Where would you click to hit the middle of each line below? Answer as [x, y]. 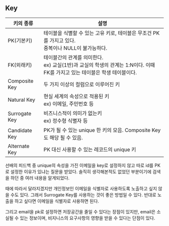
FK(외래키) [20, 65]
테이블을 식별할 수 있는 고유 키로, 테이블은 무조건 [98, 33]
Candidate [20, 130]
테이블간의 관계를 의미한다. [73, 57]
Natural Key [22, 100]
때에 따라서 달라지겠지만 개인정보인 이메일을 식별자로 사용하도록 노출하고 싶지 [81, 188]
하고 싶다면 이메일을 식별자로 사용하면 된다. [57, 201]
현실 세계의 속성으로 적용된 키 [76, 96]
